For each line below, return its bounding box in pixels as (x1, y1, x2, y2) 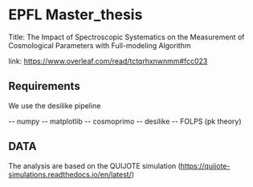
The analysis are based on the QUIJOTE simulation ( (8, 161, 181, 170)
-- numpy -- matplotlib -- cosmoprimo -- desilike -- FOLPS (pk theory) (8, 116, 243, 126)
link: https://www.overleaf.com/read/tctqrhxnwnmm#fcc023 (8, 56, 208, 66)
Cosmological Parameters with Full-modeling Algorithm (8, 40, 191, 50)
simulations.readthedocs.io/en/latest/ (8, 169, 133, 179)
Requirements (8, 79, 80, 93)
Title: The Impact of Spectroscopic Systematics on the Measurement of (8, 32, 245, 42)
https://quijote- (180, 161, 231, 170)
